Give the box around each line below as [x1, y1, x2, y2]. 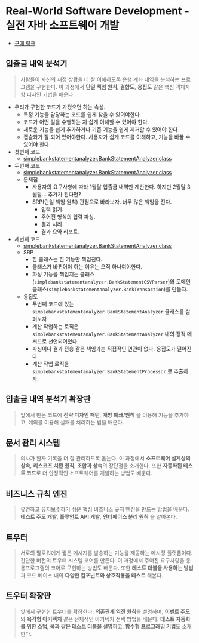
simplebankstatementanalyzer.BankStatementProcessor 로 [32, 367, 173, 374]
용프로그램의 [20, 564, 50, 571]
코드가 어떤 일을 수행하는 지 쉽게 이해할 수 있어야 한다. [23, 118, 149, 125]
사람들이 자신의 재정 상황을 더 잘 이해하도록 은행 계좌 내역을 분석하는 [20, 76, 180, 83]
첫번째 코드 [14, 148, 41, 155]
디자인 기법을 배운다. [26, 91, 75, 98]
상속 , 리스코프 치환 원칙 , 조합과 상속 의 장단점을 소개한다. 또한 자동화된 [20, 462, 182, 469]
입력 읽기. [41, 205, 64, 213]
